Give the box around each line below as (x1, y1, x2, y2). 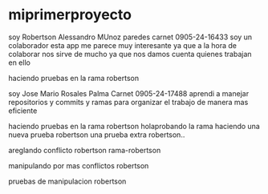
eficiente (8, 106, 38, 115)
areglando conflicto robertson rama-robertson (8, 145, 161, 155)
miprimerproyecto (8, 6, 132, 24)
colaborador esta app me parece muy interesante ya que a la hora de (8, 40, 237, 50)
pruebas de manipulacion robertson (8, 176, 127, 186)
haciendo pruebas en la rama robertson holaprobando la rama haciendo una (8, 121, 261, 131)
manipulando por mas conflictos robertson (8, 160, 149, 170)
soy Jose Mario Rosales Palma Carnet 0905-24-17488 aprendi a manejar (8, 88, 250, 98)
